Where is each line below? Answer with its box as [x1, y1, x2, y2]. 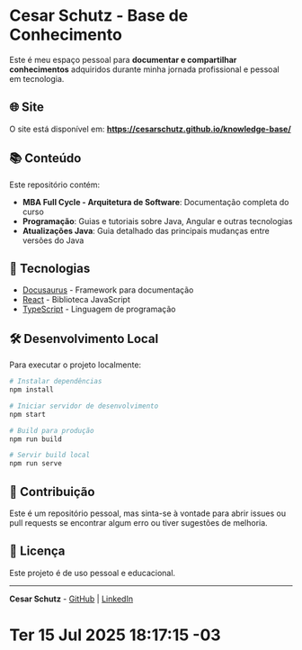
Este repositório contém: [9, 179, 101, 190]
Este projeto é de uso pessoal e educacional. [9, 567, 176, 578]
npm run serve [9, 459, 63, 468]
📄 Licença [9, 544, 66, 559]
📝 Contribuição [9, 483, 95, 500]
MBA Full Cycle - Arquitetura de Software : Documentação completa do [22, 196, 289, 207]
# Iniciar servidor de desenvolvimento [9, 402, 159, 411]
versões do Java [22, 235, 84, 246]
